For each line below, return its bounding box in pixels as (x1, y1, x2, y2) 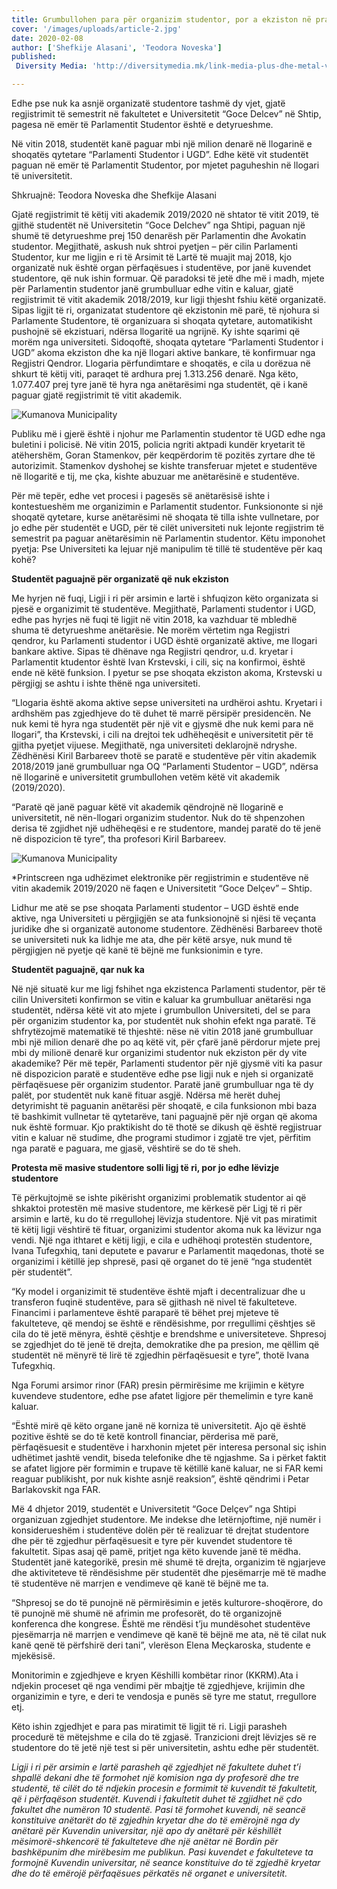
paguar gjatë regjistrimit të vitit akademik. (11, 389, 183, 401)
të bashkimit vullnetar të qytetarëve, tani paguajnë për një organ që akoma (11, 1111, 318, 1122)
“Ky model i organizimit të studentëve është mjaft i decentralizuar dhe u (11, 1286, 306, 1297)
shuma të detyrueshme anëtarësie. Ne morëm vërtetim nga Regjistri (11, 624, 291, 636)
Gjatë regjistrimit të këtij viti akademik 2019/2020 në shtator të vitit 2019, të (11, 209, 320, 220)
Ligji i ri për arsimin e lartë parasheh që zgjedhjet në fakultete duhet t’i (11, 1761, 301, 1773)
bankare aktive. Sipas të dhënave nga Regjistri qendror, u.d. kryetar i (11, 646, 294, 657)
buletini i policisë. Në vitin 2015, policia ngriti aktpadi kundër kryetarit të (11, 439, 306, 450)
